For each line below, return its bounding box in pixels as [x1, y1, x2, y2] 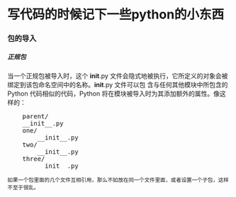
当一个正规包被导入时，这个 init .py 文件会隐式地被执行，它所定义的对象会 [7, 72, 222, 80]
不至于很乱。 [7, 184, 40, 191]
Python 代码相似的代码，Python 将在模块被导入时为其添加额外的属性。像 [7, 89, 220, 98]
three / [22, 155, 45, 163]
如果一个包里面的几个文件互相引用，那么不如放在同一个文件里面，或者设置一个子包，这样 [7, 176, 229, 184]
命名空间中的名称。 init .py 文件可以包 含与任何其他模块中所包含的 [38, 81, 228, 89]
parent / [22, 113, 49, 120]
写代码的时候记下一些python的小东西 [7, 6, 225, 23]
